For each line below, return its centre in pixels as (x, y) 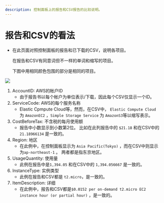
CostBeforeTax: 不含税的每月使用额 (47, 121)
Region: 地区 (25, 140)
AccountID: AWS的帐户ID (37, 90)
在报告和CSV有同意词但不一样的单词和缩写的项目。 (64, 60)
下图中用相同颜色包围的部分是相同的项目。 (55, 71)
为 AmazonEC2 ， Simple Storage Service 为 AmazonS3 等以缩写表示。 (86, 115)
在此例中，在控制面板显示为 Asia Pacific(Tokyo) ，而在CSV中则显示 (89, 146)
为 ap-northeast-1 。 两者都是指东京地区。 (62, 152)
